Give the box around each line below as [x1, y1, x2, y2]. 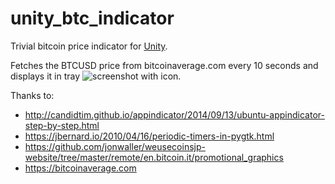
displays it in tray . [10, 70, 182, 82]
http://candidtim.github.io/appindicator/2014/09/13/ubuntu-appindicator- [24, 108, 325, 121]
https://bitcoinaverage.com [24, 162, 137, 174]
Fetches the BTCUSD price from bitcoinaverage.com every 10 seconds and [10, 59, 319, 71]
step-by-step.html [24, 119, 100, 131]
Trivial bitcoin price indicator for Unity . [10, 40, 168, 52]
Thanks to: [10, 89, 55, 101]
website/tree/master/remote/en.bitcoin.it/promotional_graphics [24, 151, 284, 163]
